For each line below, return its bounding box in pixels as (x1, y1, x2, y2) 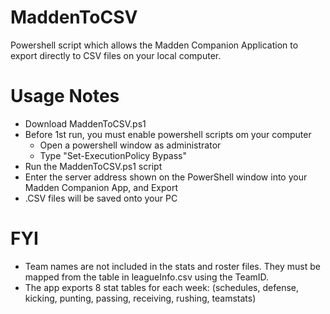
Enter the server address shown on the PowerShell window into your (24, 171, 308, 183)
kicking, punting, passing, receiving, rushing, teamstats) (24, 292, 257, 304)
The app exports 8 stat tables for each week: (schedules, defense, (24, 281, 300, 293)
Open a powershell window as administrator (39, 139, 222, 151)
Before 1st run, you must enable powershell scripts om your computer (24, 128, 312, 140)
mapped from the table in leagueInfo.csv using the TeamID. (24, 271, 270, 283)
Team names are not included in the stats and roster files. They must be (24, 260, 321, 272)
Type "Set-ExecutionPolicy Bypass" (39, 149, 187, 161)
